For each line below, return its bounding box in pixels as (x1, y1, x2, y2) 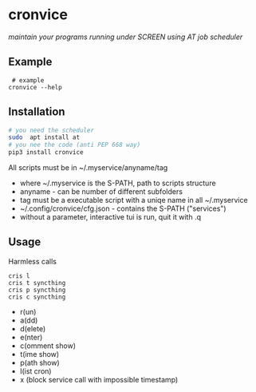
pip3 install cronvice (8, 148, 84, 156)
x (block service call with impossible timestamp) (19, 374, 179, 384)
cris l (8, 271, 30, 280)
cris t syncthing (8, 279, 66, 287)
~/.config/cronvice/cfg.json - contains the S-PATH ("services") (19, 204, 226, 213)
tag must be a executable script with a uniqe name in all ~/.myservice (19, 196, 249, 205)
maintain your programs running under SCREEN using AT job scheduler (8, 32, 243, 42)
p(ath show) (19, 358, 60, 367)
